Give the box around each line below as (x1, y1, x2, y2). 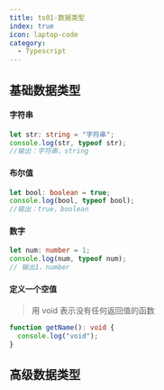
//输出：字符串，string (9, 146, 89, 156)
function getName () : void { (9, 323, 115, 332)
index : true (9, 22, 54, 31)
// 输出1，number (9, 263, 70, 272)
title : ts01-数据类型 (9, 13, 86, 23)
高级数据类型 (9, 367, 81, 383)
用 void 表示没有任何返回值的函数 (31, 305, 155, 316)
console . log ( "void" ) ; (17, 331, 99, 341)
